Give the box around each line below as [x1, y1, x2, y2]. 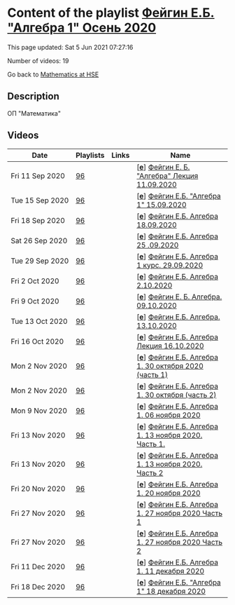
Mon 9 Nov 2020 [10, 405, 68, 415]
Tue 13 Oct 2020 [10, 316, 68, 326]
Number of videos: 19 [7, 56, 69, 64]
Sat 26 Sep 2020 [10, 236, 68, 245]
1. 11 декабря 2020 [136, 566, 205, 576]
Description [7, 90, 59, 102]
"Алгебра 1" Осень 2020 [7, 20, 157, 36]
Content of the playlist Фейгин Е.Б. [7, 5, 215, 21]
